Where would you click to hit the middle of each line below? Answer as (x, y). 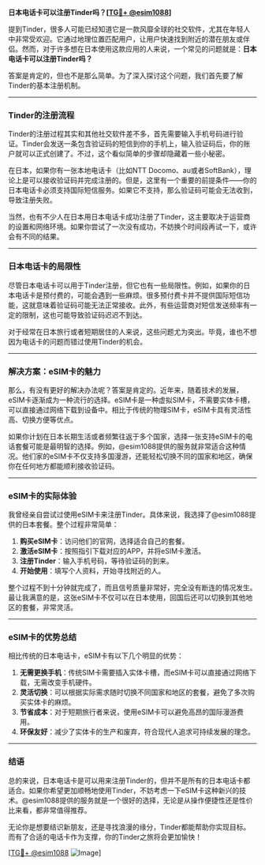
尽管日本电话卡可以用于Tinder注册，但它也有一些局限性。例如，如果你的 (126, 285)
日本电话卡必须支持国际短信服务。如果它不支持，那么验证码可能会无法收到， (132, 190)
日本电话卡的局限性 (45, 266)
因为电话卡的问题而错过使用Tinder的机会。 (78, 341)
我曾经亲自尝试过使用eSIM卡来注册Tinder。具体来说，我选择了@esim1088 (129, 515)
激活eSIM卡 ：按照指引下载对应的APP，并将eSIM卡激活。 (112, 551)
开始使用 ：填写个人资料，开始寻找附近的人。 (92, 571)
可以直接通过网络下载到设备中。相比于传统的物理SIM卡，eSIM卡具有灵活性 (130, 409)
